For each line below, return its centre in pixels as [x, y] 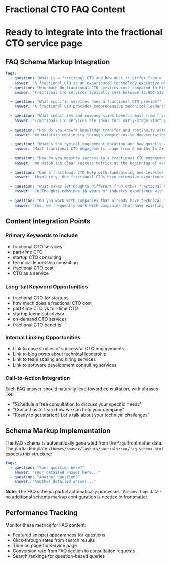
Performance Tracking [41, 513]
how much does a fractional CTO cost [52, 303]
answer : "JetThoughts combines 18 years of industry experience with [89, 191]
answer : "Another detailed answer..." [55, 482]
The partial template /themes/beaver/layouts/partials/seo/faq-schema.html [84, 448]
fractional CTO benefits [37, 325]
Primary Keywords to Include [42, 235]
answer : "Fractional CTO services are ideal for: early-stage [81, 120]
